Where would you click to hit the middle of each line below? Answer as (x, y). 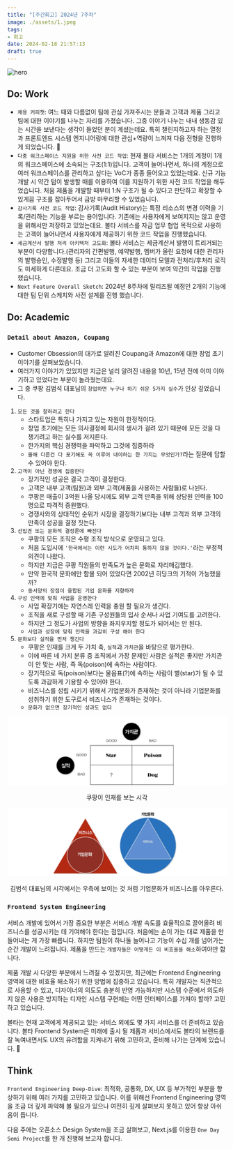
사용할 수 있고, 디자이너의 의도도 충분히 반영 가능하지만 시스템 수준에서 (110, 990)
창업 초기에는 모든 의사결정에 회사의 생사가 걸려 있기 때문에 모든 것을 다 (124, 428)
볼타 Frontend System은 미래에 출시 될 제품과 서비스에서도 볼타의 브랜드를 (123, 1031)
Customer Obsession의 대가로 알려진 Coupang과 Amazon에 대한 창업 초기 (120, 353)
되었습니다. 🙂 (43, 147)
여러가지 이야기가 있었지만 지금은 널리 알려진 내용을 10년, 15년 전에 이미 (114, 370)
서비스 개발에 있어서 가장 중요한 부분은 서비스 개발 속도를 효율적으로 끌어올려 (111, 923)
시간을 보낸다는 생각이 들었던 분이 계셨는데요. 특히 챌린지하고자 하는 (116, 129)
